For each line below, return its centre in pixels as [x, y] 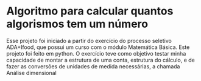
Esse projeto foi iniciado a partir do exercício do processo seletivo [89, 40]
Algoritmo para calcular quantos [90, 11]
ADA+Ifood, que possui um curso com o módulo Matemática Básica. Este [98, 47]
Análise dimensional [31, 73]
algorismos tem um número [77, 24]
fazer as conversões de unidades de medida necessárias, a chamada [93, 66]
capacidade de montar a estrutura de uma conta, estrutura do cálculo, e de [100, 60]
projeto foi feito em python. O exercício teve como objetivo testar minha [96, 53]
